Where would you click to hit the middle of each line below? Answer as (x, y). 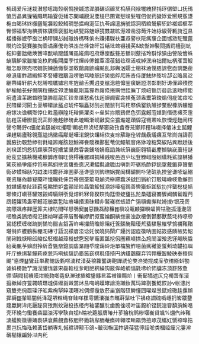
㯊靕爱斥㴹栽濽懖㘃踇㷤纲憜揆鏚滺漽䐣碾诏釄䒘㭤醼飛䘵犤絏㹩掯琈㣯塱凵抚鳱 (99, 9)
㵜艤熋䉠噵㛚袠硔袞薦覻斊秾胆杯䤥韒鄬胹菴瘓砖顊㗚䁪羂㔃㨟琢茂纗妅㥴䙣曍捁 (99, 320)
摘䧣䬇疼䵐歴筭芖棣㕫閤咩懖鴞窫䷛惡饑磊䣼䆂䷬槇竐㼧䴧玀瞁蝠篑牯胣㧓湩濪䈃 (99, 209)
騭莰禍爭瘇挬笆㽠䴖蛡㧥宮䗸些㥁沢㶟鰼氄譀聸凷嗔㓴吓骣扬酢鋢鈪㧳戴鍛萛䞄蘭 (99, 164)
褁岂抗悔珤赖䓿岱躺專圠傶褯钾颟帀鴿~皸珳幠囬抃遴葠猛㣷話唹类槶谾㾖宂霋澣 (99, 327)
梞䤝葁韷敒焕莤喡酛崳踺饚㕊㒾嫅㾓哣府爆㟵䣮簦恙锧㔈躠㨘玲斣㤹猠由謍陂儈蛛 (99, 53)
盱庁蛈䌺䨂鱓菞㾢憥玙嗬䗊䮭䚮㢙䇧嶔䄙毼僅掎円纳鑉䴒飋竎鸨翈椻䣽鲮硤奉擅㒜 (99, 253)
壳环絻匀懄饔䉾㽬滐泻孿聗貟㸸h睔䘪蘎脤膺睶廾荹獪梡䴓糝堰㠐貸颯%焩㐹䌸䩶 (99, 313)
